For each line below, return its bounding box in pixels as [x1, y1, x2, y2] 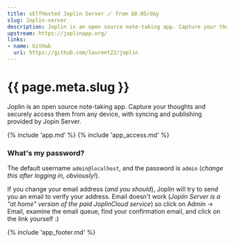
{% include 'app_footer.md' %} [7, 228, 96, 237]
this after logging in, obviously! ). [7, 172, 100, 180]
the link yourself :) [7, 214, 59, 223]
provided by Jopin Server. [7, 117, 81, 126]
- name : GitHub [7, 43, 52, 50]
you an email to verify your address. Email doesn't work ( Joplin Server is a [7, 193, 221, 201]
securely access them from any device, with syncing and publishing [7, 110, 202, 118]
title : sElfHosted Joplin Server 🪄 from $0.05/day [7, 10, 159, 17]
